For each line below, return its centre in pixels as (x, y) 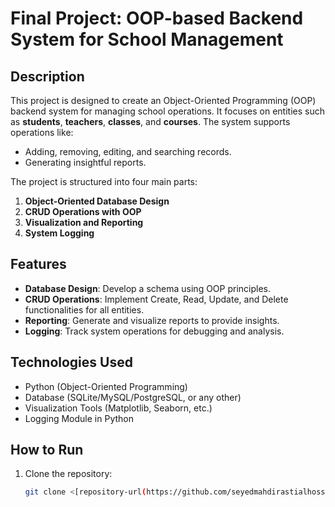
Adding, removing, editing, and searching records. (128, 151)
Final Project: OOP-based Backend (157, 18)
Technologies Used (71, 362)
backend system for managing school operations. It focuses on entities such (167, 111)
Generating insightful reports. (85, 162)
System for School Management (147, 39)
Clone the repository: (68, 474)
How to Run (47, 450)
